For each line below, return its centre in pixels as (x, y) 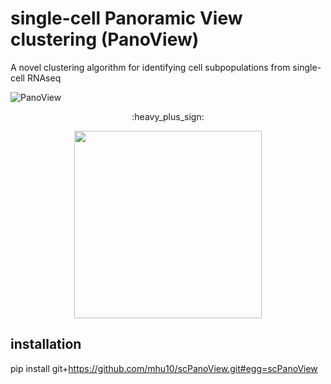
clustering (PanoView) (105, 39)
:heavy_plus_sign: (168, 116)
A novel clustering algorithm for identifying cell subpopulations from (150, 67)
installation (46, 344)
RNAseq (44, 78)
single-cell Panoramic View (126, 18)
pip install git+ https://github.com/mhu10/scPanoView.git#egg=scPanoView (164, 368)
